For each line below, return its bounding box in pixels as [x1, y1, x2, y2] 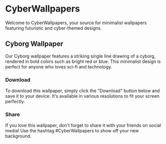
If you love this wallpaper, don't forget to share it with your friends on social [5, 122, 161, 128]
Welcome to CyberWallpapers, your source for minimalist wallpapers [5, 20, 147, 26]
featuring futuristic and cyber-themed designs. [5, 25, 102, 31]
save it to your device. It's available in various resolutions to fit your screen [5, 93, 159, 99]
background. [5, 133, 32, 139]
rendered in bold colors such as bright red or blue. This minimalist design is [5, 58, 161, 64]
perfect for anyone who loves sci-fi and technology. [5, 63, 112, 69]
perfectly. [5, 99, 25, 105]
